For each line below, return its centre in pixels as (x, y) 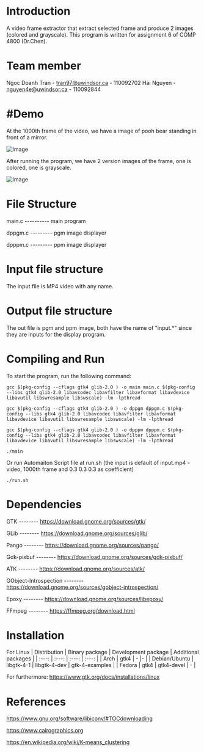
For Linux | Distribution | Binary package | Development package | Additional (103, 652)
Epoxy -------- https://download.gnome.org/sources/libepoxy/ (85, 599)
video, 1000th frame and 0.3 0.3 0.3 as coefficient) (70, 469)
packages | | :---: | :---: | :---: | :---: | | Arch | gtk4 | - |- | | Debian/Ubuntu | (100, 659)
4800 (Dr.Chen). (27, 41)
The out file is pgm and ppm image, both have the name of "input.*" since (99, 327)
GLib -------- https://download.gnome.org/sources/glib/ (77, 533)
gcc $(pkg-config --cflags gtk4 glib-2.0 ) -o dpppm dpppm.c (86, 430)
